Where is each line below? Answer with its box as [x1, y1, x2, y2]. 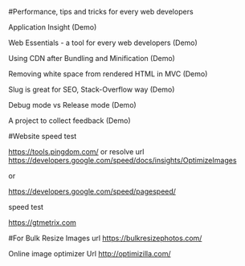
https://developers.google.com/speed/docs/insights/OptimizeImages [8, 156, 237, 165]
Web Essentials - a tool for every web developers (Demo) [8, 38, 198, 47]
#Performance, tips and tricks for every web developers [8, 7, 194, 16]
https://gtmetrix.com [8, 218, 76, 227]
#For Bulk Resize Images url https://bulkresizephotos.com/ [8, 233, 202, 243]
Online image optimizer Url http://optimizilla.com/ [8, 249, 171, 258]
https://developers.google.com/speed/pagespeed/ [8, 186, 177, 196]
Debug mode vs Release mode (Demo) [8, 100, 137, 109]
